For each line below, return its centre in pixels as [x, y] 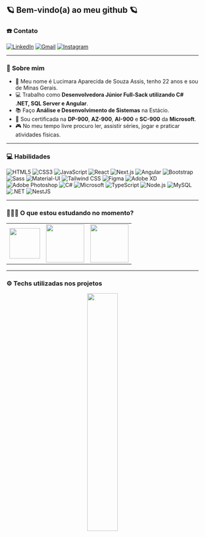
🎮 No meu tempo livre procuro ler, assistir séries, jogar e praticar [97, 126]
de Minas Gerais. [36, 88]
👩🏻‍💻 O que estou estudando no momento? [70, 213]
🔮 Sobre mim [25, 68]
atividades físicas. [38, 134]
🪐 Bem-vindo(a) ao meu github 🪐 [72, 10]
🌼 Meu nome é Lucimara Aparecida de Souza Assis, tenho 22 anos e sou [106, 81]
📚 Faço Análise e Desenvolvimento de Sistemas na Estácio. [92, 110]
